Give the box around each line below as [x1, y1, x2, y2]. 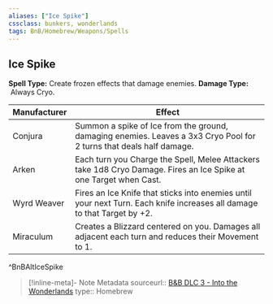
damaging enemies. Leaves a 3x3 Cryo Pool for [74, 131, 256, 142]
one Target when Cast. [74, 174, 162, 185]
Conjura [12, 131, 43, 142]
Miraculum [12, 231, 54, 242]
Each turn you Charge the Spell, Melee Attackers [74, 154, 260, 165]
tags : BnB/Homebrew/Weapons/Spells [8, 27, 129, 35]
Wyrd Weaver [12, 198, 65, 209]
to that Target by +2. [74, 208, 153, 219]
